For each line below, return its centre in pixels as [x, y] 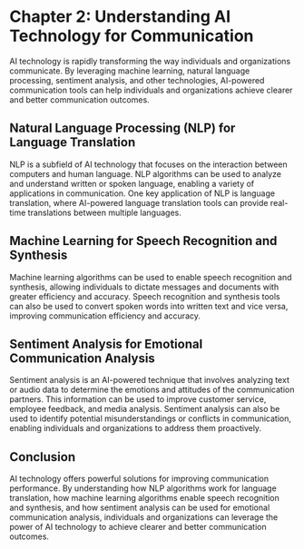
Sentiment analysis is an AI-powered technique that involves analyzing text [150, 380]
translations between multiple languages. [104, 212]
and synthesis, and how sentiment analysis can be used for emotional [140, 508]
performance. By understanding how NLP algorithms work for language [143, 488]
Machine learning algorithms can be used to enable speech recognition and [151, 277]
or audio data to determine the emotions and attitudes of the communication [152, 390]
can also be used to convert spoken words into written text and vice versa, [149, 306]
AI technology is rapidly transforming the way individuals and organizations [150, 61]
